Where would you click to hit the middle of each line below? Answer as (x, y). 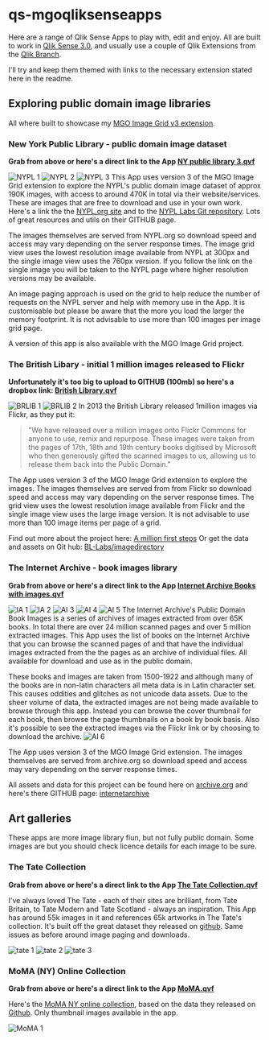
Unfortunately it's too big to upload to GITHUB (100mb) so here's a (121, 382)
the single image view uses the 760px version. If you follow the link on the (130, 261)
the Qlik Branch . (35, 54)
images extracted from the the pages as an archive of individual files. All (128, 652)
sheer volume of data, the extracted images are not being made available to (133, 702)
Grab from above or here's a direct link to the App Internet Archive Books (132, 585)
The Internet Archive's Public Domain (183, 609)
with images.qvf (36, 594)
